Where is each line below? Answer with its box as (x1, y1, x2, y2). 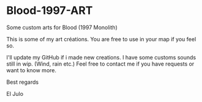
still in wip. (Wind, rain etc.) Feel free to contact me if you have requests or (6, 60, 195, 67)
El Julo (6, 90, 23, 97)
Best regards (6, 78, 39, 86)
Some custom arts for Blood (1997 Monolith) (6, 24, 118, 31)
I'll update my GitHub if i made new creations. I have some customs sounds (6, 53, 196, 61)
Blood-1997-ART (6, 4, 93, 18)
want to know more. (6, 66, 57, 73)
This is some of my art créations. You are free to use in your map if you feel (6, 35, 196, 42)
